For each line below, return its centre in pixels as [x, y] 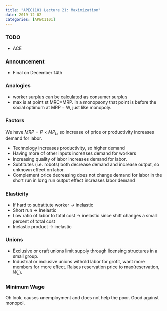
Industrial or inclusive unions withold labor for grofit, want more [79, 261]
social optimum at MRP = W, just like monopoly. [62, 108]
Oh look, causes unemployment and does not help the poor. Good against [82, 298]
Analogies [18, 85]
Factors [15, 121]
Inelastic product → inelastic [42, 226]
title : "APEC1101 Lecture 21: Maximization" [53, 10]
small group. [26, 256]
